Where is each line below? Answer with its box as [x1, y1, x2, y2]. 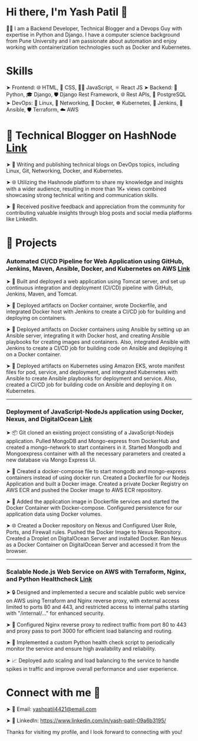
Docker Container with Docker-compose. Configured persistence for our [6, 504, 183, 511]
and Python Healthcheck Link [6, 575, 93, 583]
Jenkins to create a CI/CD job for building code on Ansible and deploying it [6, 345, 187, 352]
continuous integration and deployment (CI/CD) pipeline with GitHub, [6, 284, 173, 291]
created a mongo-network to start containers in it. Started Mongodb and [6, 444, 182, 451]
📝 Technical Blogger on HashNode [6, 129, 177, 142]
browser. [6, 547, 28, 554]
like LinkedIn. [6, 215, 38, 222]
